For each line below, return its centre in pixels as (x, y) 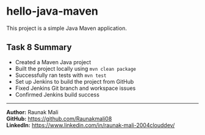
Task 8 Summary (39, 47)
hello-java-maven (52, 11)
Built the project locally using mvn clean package (75, 68)
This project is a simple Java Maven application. (67, 28)
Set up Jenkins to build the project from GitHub (74, 81)
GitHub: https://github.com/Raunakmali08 (59, 119)
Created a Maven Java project (53, 62)
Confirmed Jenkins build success (57, 94)
